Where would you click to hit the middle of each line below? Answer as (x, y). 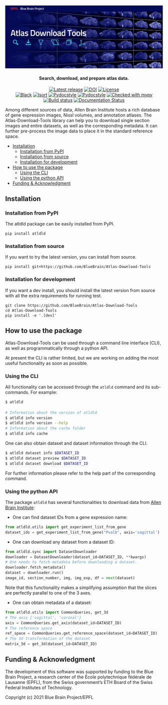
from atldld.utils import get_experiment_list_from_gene (66, 527)
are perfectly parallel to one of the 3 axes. (48, 592)
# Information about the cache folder (45, 428)
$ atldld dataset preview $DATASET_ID (45, 458)
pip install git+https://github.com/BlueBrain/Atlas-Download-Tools (78, 267)
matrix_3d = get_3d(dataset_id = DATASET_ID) (51, 644)
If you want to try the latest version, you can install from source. (71, 257)
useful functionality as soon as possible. (47, 363)
